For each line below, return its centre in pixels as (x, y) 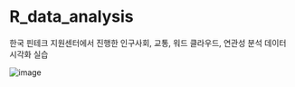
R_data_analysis (71, 17)
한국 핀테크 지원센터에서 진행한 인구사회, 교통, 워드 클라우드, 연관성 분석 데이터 (148, 43)
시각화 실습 (29, 54)
